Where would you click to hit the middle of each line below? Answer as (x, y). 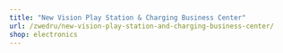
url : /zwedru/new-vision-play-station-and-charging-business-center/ (142, 26)
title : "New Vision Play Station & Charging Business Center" (128, 18)
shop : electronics (43, 34)
